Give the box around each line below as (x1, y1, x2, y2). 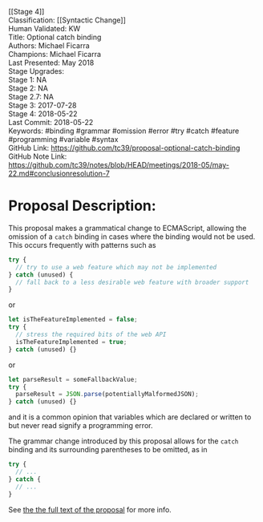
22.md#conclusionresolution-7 (8, 168, 110, 178)
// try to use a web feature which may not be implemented (15, 263, 217, 271)
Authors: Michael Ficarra (8, 41, 90, 51)
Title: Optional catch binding (8, 32, 102, 42)
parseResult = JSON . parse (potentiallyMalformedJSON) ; (15, 390, 199, 399)
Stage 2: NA (8, 83, 48, 93)
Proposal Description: (8, 196, 156, 215)
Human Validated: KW (8, 24, 81, 33)
